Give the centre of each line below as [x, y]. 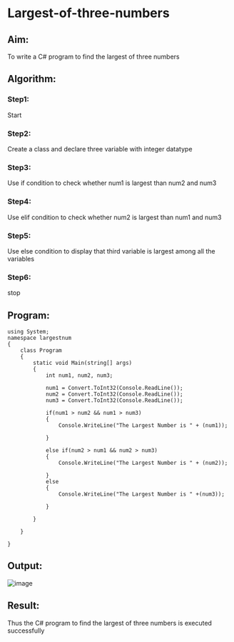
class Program [41, 350]
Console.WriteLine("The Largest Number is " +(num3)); [141, 494]
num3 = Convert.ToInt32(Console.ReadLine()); [114, 400]
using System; [29, 331]
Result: [24, 606]
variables [21, 259]
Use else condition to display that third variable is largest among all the [111, 251]
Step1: [19, 99]
